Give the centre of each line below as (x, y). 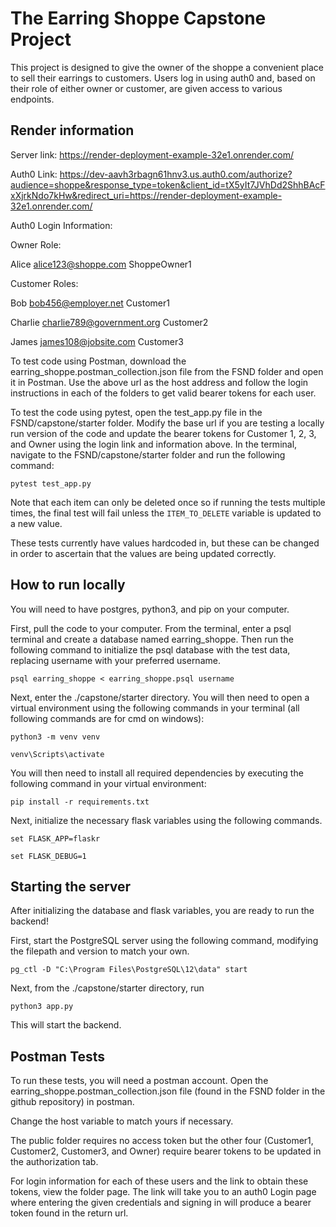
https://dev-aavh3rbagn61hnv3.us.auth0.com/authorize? (176, 174)
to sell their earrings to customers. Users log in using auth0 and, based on (163, 78)
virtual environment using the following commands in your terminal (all (155, 708)
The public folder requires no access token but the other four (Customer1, (162, 1141)
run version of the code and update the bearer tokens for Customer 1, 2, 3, (163, 433)
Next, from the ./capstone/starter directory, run (107, 988)
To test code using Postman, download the (98, 361)
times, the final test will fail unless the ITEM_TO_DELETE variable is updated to (166, 513)
